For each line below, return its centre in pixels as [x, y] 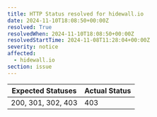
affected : [22, 54]
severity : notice [33, 47]
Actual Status [108, 91]
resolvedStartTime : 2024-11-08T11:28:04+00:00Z [79, 40]
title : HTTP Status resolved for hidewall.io [75, 14]
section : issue [30, 67]
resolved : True [30, 27]
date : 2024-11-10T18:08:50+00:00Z [58, 21]
